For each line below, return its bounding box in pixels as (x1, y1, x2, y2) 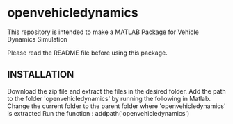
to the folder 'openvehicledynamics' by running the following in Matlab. (7, 94, 211, 103)
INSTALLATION (7, 69, 74, 80)
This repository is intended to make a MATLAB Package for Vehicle (7, 28, 200, 36)
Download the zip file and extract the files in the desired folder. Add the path (7, 87, 226, 95)
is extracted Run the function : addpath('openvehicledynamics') (7, 109, 190, 117)
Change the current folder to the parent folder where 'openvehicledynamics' (7, 102, 226, 110)
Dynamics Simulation (7, 35, 67, 43)
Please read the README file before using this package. (7, 48, 168, 57)
